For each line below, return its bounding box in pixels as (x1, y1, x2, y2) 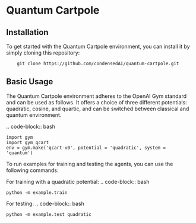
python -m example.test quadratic (6, 211, 92, 217)
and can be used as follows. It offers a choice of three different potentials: (6, 98, 187, 106)
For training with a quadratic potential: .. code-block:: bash (6, 178, 150, 185)
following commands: (6, 167, 59, 174)
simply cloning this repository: (6, 49, 80, 56)
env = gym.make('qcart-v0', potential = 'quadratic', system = (6, 145, 166, 151)
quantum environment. (6, 111, 62, 119)
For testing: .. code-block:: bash (6, 200, 84, 207)
